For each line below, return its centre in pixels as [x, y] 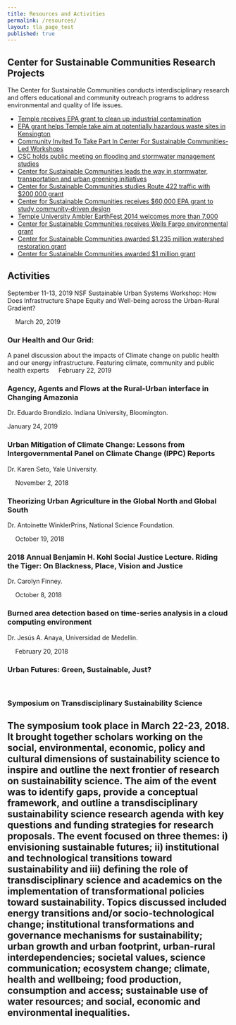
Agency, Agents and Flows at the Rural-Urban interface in [108, 389]
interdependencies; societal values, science [106, 958]
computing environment [50, 622]
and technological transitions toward [90, 858]
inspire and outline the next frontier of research [113, 770]
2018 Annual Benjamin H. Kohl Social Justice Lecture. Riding [113, 557]
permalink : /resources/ [42, 20]
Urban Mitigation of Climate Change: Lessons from [96, 445]
